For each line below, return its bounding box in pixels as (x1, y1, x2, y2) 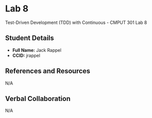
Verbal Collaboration (5, 94, 71, 103)
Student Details (5, 34, 54, 42)
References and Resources (5, 67, 90, 75)
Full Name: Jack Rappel (12, 47, 62, 53)
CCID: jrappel (12, 52, 41, 58)
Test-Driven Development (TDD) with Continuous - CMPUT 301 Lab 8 (5, 19, 148, 25)
